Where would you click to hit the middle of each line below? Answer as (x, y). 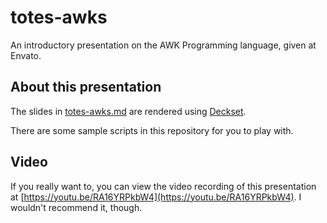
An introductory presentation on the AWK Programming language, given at (163, 45)
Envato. (26, 55)
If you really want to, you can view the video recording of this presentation (163, 186)
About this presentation (86, 87)
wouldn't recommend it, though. (76, 207)
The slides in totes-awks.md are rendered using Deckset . (128, 111)
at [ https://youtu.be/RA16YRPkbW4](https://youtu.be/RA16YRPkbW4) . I (156, 197)
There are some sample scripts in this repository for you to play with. (152, 130)
